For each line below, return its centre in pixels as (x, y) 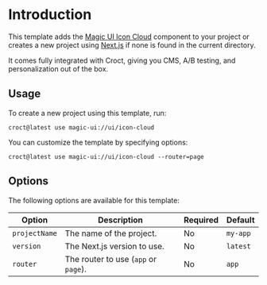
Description (120, 220)
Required (201, 220)
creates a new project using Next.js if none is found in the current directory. (132, 44)
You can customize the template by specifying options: (98, 142)
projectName (35, 233)
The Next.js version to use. (114, 246)
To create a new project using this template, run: (87, 113)
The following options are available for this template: (94, 200)
